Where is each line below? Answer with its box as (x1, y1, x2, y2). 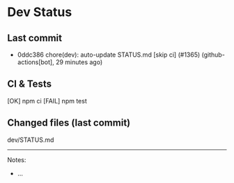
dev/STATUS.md (7, 136, 54, 144)
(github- (201, 50, 225, 59)
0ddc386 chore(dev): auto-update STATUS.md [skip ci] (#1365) (17, 50, 201, 59)
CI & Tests (7, 78, 52, 90)
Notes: (7, 155, 26, 164)
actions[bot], (17, 58, 54, 66)
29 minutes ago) (55, 58, 103, 66)
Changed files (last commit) (7, 117, 131, 129)
